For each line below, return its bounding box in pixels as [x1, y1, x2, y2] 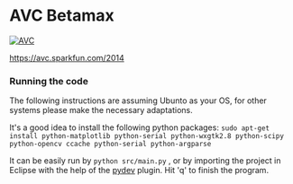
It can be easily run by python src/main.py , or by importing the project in [9, 155, 281, 166]
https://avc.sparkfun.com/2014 [9, 52, 124, 63]
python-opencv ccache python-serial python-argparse [9, 140, 212, 149]
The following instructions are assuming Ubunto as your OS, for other [9, 95, 268, 106]
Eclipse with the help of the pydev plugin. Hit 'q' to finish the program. [9, 165, 269, 176]
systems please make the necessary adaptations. [9, 105, 193, 116]
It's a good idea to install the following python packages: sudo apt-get [9, 122, 270, 133]
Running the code [9, 74, 88, 87]
